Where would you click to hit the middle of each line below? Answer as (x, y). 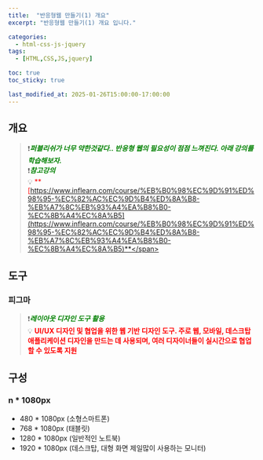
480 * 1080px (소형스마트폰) (64, 418)
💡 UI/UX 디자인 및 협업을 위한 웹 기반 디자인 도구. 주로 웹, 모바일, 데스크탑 (139, 331)
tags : (17, 52)
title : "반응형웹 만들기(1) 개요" (59, 15)
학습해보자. (44, 161)
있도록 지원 (60, 351)
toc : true (24, 73)
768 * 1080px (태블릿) (55, 428)
